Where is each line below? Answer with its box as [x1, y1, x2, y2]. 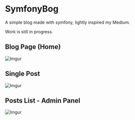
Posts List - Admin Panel [5, 96, 81, 105]
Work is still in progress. [5, 29, 53, 34]
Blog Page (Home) [5, 43, 61, 51]
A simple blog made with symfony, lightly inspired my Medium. [5, 19, 130, 25]
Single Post [5, 70, 40, 78]
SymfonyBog [5, 3, 59, 15]
